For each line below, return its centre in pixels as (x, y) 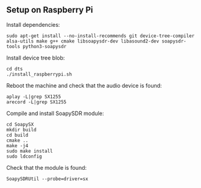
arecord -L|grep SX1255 (37, 102)
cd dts (15, 69)
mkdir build (21, 130)
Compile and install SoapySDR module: (55, 113)
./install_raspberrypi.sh (39, 74)
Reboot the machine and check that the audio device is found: (84, 85)
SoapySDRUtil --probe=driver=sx (47, 179)
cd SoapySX (20, 124)
